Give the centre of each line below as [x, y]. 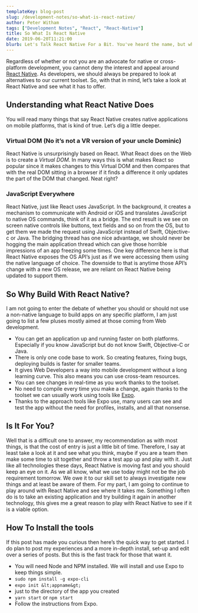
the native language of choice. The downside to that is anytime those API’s [97, 263]
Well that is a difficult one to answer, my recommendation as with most [92, 440]
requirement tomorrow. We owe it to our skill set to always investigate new [96, 478]
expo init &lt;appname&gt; [48, 585]
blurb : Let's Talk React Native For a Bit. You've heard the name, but [96, 45]
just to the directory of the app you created [67, 591]
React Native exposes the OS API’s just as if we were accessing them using [97, 257]
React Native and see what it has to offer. [56, 86]
